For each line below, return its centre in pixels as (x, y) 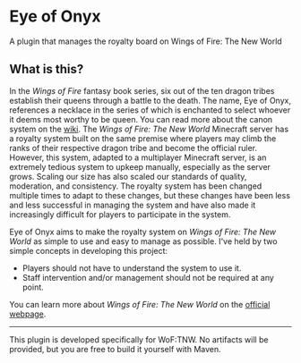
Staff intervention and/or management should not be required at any (148, 277)
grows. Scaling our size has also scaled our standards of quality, (128, 176)
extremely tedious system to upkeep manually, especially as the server (140, 166)
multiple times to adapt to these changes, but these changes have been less (150, 195)
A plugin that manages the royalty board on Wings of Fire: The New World (146, 41)
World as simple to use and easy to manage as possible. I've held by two (143, 241)
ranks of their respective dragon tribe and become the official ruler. (133, 148)
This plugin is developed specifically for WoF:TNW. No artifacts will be (139, 339)
